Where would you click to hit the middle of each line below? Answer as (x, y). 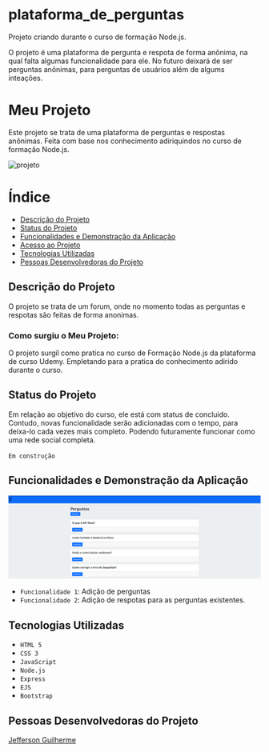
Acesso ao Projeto (50, 245)
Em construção (32, 456)
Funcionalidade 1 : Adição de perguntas (85, 592)
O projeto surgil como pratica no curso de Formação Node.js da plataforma (132, 353)
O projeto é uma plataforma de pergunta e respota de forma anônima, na (128, 52)
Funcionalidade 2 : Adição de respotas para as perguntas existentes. (132, 600)
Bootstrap (36, 696)
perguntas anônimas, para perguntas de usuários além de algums (116, 69)
